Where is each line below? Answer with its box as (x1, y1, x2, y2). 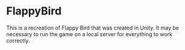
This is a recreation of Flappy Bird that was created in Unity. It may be (6, 24, 180, 31)
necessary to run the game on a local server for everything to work (6, 30, 173, 37)
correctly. (6, 37, 30, 44)
